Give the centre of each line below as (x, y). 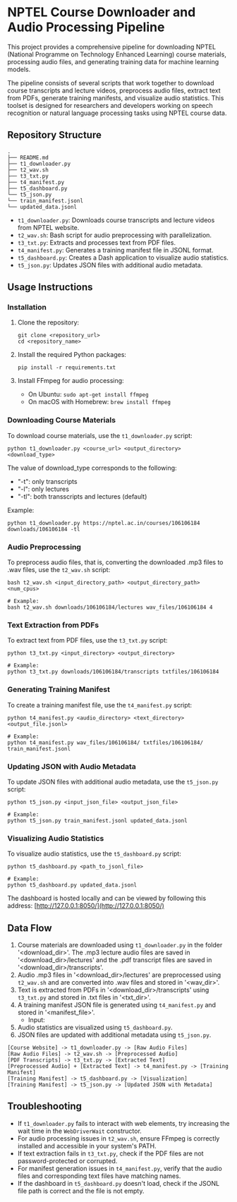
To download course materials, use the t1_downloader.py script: (100, 435)
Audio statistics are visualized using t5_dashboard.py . (95, 1028)
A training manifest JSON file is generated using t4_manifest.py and (117, 1005)
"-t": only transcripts (47, 481)
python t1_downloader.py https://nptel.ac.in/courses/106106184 (104, 523)
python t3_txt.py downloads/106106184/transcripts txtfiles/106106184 (113, 672)
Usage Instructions (50, 287)
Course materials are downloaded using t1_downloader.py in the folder (120, 945)
